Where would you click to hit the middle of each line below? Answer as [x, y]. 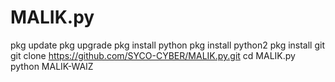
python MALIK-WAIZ [52, 66]
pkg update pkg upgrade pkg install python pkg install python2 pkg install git [167, 45]
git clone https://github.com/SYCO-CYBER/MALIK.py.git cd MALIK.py [153, 55]
